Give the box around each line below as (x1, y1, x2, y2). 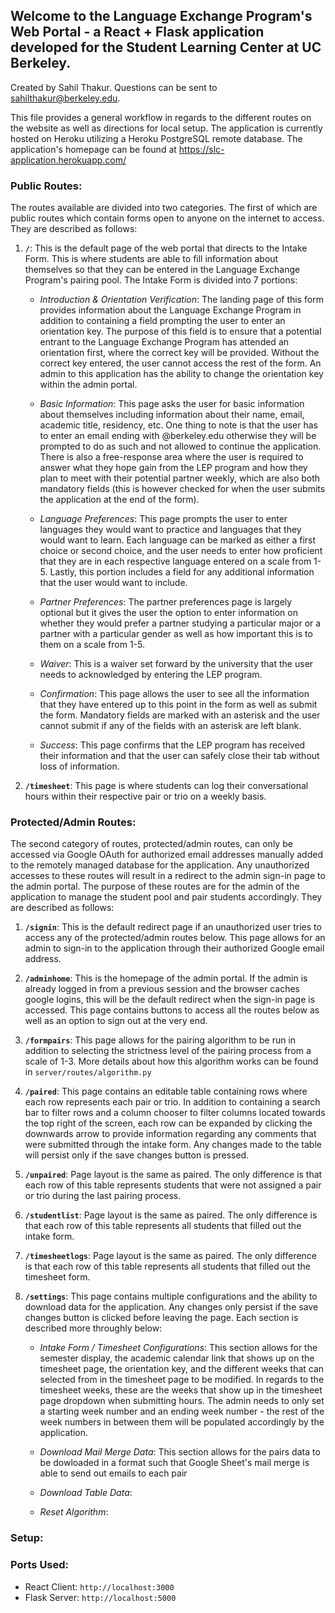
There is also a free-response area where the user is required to (39, 451, 304, 463)
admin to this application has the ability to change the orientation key (39, 368, 324, 380)
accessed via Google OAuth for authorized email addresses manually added (10, 849, 323, 861)
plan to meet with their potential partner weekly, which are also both (39, 472, 321, 484)
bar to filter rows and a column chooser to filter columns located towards (24, 1107, 326, 1119)
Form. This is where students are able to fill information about (24, 253, 279, 265)
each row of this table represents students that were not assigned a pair (24, 1179, 322, 1191)
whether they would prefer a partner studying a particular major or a (39, 617, 322, 629)
